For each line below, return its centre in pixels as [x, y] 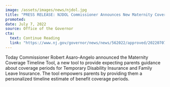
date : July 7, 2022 [26, 24]
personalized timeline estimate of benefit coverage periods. [68, 78]
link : [16, 43]
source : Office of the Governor [39, 29]
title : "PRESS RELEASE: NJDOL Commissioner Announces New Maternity [79, 15]
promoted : [16, 19]
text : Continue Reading [35, 38]
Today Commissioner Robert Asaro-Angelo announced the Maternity [77, 57]
